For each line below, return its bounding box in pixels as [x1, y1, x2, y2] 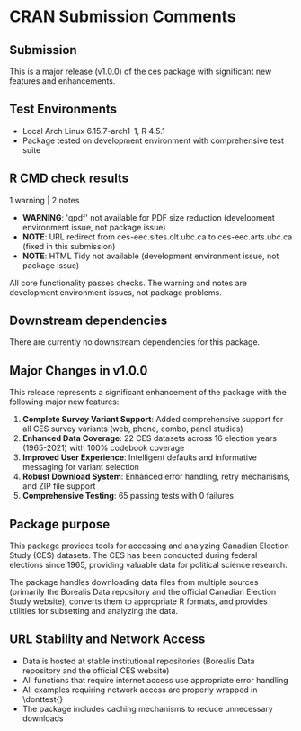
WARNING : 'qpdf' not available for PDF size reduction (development [22, 212, 276, 222]
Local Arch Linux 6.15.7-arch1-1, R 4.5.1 [22, 125, 165, 136]
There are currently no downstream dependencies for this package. [9, 337, 261, 347]
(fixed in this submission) [22, 240, 116, 251]
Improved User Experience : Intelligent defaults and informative [22, 452, 258, 463]
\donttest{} [22, 693, 64, 704]
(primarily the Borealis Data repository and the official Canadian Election [9, 587, 277, 598]
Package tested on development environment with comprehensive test [22, 135, 285, 146]
